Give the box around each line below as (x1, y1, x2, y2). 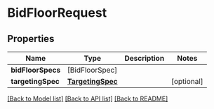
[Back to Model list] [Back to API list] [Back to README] (7, 94, 168, 103)
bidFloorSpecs (11, 65, 61, 75)
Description (124, 54, 165, 63)
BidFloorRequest (7, 5, 107, 21)
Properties (7, 33, 55, 45)
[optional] (170, 77, 203, 86)
